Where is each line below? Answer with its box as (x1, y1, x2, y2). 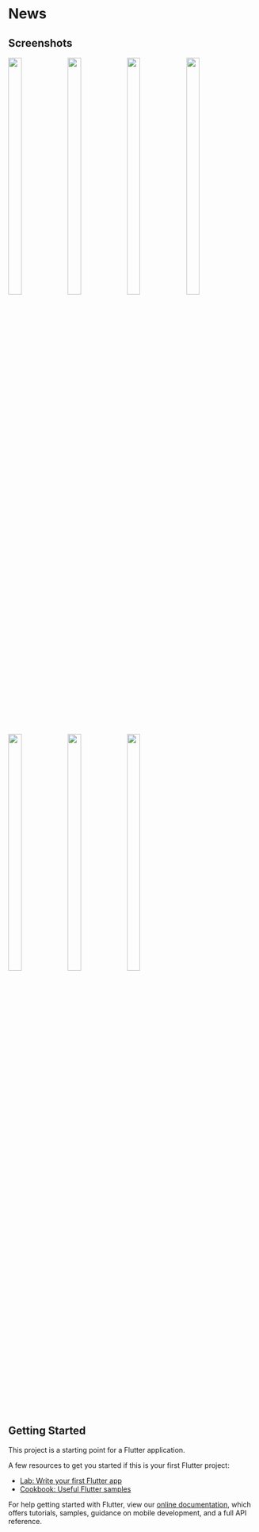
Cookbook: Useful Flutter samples (19, 1484, 131, 1494)
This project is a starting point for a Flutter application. (8, 1445, 185, 1454)
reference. (8, 1516, 42, 1526)
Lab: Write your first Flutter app (19, 1476, 123, 1485)
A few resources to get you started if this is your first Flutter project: (8, 1460, 230, 1470)
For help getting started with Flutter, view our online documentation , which (8, 1500, 252, 1509)
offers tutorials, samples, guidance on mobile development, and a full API (8, 1507, 247, 1518)
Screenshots (8, 36, 73, 50)
